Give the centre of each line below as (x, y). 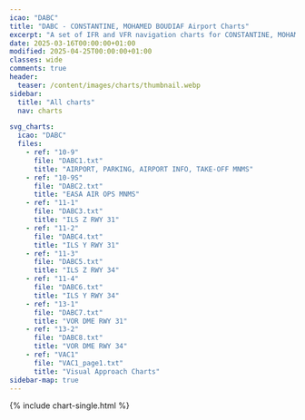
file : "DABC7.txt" (68, 313)
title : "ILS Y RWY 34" (76, 296)
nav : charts (40, 111)
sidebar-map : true (44, 380)
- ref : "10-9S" (54, 178)
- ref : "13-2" (52, 329)
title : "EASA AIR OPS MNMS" (87, 195)
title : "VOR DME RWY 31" (80, 321)
